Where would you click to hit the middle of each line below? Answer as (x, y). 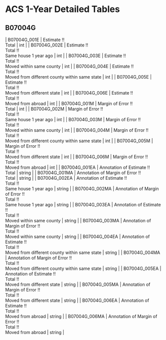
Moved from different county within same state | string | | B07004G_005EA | (83, 268)
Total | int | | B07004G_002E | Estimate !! (47, 45)
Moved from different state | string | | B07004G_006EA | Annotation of (77, 300)
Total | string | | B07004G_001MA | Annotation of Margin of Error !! (73, 173)
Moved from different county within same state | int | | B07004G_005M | (79, 141)
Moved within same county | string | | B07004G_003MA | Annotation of (78, 221)
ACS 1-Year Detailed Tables (63, 9)
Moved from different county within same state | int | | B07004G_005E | (79, 77)
